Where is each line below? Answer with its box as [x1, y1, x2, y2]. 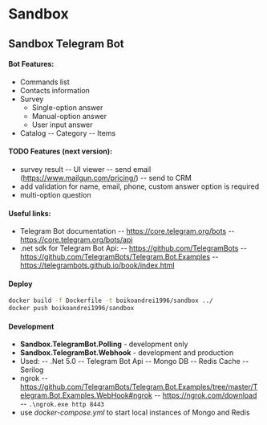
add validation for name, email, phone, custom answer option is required [19, 182, 260, 191]
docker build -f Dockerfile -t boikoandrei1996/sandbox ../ [8, 296, 214, 305]
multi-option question [19, 190, 91, 199]
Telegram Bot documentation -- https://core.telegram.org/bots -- [19, 227, 235, 236]
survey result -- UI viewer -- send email [19, 164, 152, 174]
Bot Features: [8, 59, 55, 69]
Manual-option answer [31, 111, 107, 121]
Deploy [8, 279, 33, 288]
